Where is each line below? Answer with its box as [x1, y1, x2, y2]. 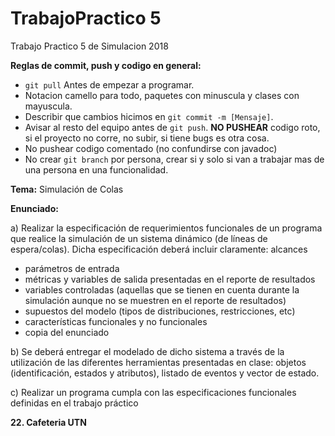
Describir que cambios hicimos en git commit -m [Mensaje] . [24, 110, 274, 122]
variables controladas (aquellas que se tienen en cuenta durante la [24, 283, 300, 296]
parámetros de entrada [24, 262, 120, 274]
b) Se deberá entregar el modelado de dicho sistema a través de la [10, 345, 285, 357]
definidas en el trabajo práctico [10, 397, 139, 409]
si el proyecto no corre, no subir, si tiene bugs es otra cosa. [24, 132, 270, 144]
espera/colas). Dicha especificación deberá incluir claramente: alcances [10, 243, 308, 255]
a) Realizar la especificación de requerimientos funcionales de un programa [10, 222, 323, 234]
